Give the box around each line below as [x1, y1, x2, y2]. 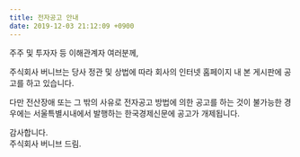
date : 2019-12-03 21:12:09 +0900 [9, 22, 135, 31]
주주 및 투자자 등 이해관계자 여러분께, [9, 47, 139, 58]
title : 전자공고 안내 [9, 13, 79, 22]
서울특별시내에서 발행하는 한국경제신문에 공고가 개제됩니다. [32, 108, 241, 118]
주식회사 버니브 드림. [9, 138, 82, 149]
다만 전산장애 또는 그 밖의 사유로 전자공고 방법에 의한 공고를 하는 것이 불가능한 [9, 96, 283, 108]
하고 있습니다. [25, 77, 75, 88]
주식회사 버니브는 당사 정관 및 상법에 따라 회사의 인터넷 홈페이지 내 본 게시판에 [9, 66, 283, 77]
